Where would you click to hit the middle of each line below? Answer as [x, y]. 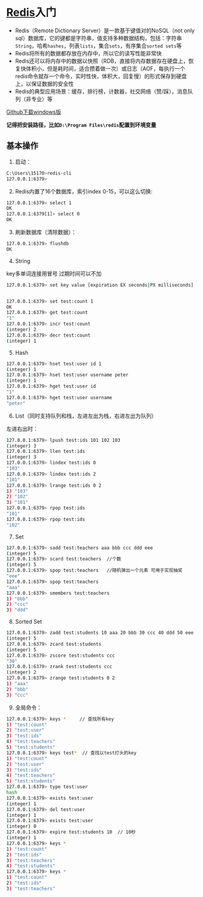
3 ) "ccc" [17, 695]
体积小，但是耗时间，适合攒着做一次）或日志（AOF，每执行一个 [105, 68]
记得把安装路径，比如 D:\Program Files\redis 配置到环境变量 [81, 125]
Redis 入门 [31, 12]
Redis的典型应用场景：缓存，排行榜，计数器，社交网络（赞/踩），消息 [101, 91]
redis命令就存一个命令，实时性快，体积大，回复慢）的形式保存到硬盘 [101, 76]
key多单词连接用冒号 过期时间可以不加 [54, 273]
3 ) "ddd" [17, 610]
